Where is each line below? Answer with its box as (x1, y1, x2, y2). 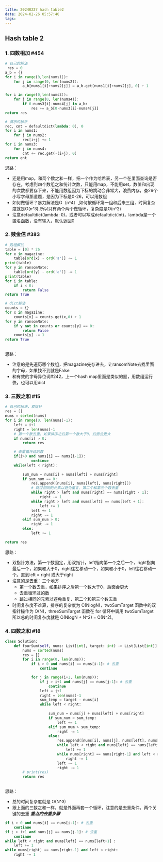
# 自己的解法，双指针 (5, 404, 42, 409)
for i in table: (5, 278, 38, 284)
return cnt (5, 155, 27, 161)
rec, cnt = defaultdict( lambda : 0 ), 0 (5, 124, 83, 129)
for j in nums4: (14, 146, 47, 151)
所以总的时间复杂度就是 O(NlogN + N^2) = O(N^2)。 (12, 614, 116, 620)
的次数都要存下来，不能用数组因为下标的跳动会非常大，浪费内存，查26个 (12, 187, 158, 193)
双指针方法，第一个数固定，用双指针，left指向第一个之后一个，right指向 (12, 559, 155, 565)
